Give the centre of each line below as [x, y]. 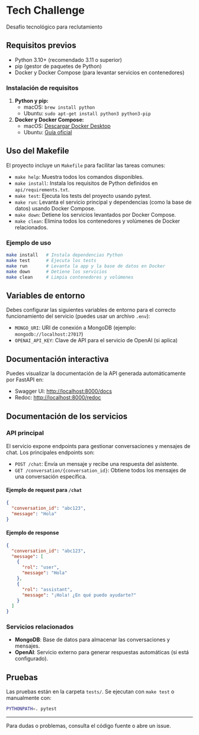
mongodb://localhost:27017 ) [49, 334]
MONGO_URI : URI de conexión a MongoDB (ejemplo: [75, 328]
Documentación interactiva [57, 359]
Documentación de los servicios [67, 416]
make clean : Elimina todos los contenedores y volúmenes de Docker [97, 221]
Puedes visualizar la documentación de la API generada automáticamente [96, 373]
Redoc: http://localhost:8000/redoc [58, 398]
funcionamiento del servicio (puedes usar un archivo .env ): [78, 316]
